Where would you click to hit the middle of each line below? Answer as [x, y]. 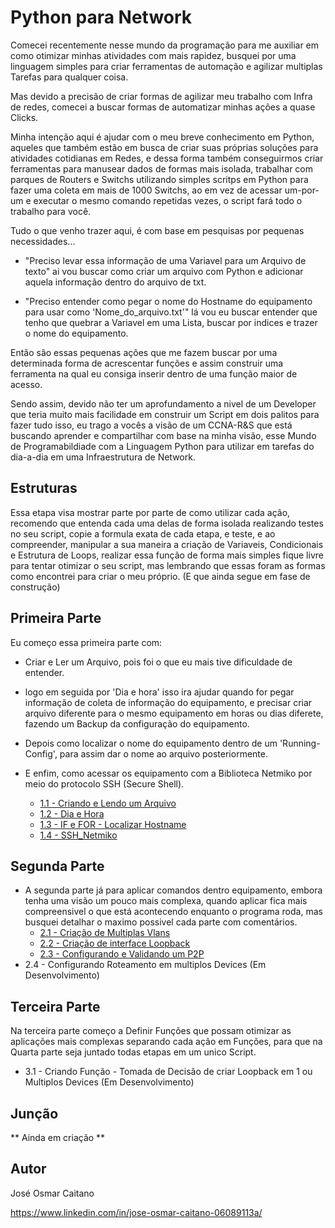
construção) [35, 587]
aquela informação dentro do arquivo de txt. [115, 282]
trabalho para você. [51, 211]
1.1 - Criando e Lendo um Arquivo [108, 803]
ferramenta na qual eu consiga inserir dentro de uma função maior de [154, 373]
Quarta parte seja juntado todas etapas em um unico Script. [133, 1052]
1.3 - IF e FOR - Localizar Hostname [113, 824]
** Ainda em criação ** [58, 1137]
